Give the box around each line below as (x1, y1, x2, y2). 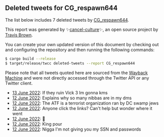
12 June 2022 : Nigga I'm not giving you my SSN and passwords (12, 126, 141, 132)
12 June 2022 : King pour (12, 121, 62, 127)
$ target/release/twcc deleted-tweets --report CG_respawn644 (5, 61, 135, 66)
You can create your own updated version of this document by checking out (5, 41, 159, 47)
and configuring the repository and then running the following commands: (5, 47, 155, 53)
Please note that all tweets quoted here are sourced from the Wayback (5, 70, 148, 76)
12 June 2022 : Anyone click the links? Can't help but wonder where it (12, 105, 153, 111)
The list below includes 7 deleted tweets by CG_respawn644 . (5, 17, 129, 23)
